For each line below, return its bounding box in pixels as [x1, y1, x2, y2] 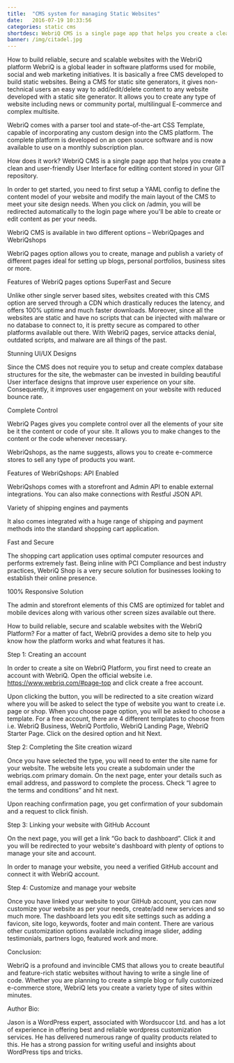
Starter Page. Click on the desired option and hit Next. [7, 730, 162, 738]
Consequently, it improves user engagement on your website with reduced [7, 385, 221, 393]
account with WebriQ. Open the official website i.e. [7, 672, 153, 680]
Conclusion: [7, 948, 42, 956]
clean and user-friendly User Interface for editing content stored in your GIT [7, 164, 225, 173]
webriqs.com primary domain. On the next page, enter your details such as [7, 772, 222, 780]
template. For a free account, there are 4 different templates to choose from [7, 714, 225, 723]
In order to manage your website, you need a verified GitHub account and [7, 862, 219, 871]
